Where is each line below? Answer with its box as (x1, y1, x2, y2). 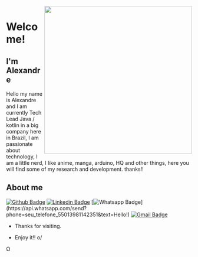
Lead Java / (6, 115, 35, 122)
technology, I (6, 153, 38, 160)
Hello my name (6, 90, 43, 97)
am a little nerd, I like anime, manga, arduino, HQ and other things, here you (6, 160, 190, 166)
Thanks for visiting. (14, 222, 62, 229)
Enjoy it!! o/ (14, 233, 42, 241)
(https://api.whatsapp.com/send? (6, 204, 87, 212)
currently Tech (6, 109, 42, 116)
